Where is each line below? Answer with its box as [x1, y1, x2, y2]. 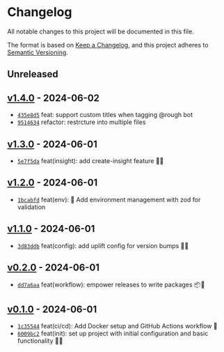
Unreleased [7, 68, 59, 80]
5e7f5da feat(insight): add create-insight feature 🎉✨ [17, 156, 164, 164]
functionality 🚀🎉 [17, 337, 63, 345]
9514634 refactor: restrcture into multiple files [17, 118, 146, 126]
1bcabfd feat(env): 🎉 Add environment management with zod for [17, 195, 201, 204]
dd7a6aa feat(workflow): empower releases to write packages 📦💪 [17, 280, 205, 289]
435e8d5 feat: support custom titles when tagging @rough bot [17, 111, 193, 119]
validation [17, 203, 46, 211]
